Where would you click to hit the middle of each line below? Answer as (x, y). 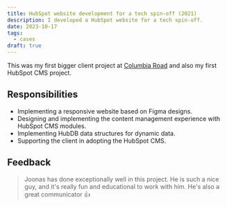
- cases (25, 39)
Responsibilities (43, 94)
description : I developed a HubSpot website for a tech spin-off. (105, 20)
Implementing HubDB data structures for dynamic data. (96, 133)
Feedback (29, 162)
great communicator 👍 (57, 194)
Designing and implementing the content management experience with (119, 118)
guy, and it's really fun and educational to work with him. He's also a (122, 186)
